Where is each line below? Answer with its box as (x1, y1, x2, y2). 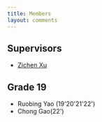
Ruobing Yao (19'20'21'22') (17, 100, 96, 108)
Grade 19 (7, 81, 47, 93)
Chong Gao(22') (17, 107, 64, 116)
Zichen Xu (17, 61, 48, 70)
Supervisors (7, 43, 62, 54)
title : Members (7, 10, 52, 17)
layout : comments (7, 17, 58, 24)
